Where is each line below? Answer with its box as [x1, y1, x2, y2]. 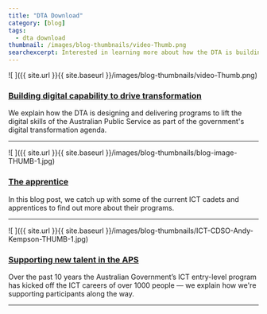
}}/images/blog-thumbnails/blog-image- [106, 148, 238, 157]
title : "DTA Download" [8, 11, 83, 20]
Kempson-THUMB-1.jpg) [8, 234, 89, 243]
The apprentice [8, 176, 69, 188]
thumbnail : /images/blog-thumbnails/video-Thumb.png [8, 41, 187, 49]
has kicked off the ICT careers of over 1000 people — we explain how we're [8, 280, 257, 290]
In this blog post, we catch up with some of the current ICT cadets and [8, 194, 240, 204]
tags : [8, 26, 26, 34]
